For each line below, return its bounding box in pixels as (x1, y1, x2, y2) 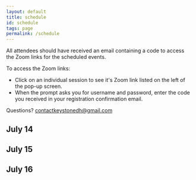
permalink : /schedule (6, 31, 60, 37)
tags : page (6, 25, 33, 31)
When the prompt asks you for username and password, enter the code (14, 89, 190, 96)
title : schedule (6, 14, 46, 20)
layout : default (6, 8, 46, 15)
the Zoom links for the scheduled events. (6, 53, 106, 61)
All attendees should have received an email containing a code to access (6, 47, 185, 54)
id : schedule (6, 20, 39, 26)
